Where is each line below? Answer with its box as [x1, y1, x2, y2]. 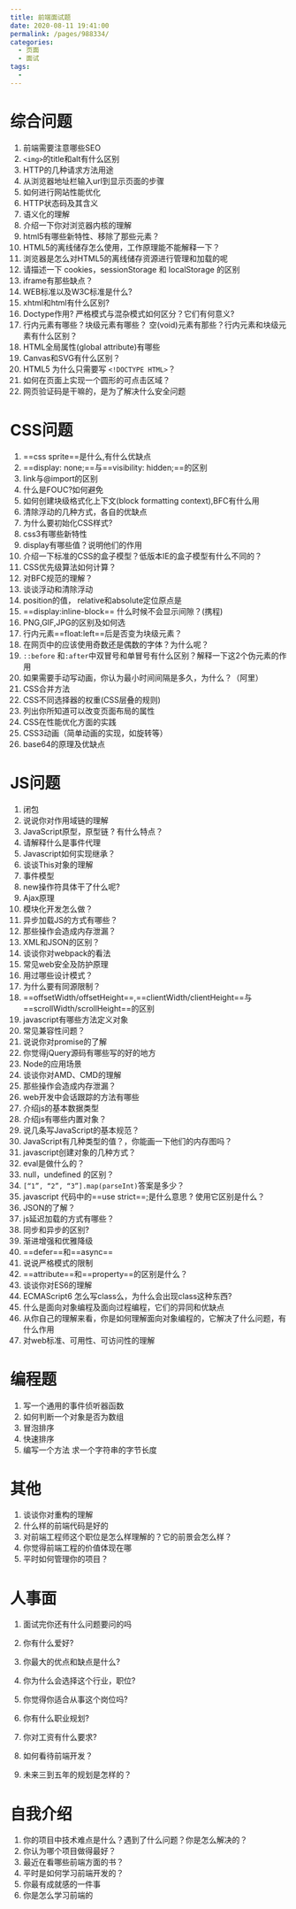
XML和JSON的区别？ [22, 936, 101, 947]
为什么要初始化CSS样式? [22, 517, 113, 527]
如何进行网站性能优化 [22, 187, 101, 197]
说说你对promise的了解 [22, 1036, 108, 1047]
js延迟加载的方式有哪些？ [22, 1213, 115, 1224]
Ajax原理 [22, 892, 56, 903]
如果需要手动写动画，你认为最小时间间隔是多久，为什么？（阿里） [22, 672, 263, 682]
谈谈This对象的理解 [22, 859, 94, 870]
